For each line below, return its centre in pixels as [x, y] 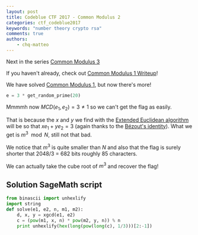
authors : [17, 39]
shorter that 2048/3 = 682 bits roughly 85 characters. [72, 153]
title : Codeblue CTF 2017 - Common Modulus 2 [63, 17]
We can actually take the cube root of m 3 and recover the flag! [82, 166]
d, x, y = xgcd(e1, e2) [46, 215]
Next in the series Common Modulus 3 [53, 61]
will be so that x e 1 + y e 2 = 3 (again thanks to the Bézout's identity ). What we [99, 127]
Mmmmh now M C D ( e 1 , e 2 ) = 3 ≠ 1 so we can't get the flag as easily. [89, 107]
